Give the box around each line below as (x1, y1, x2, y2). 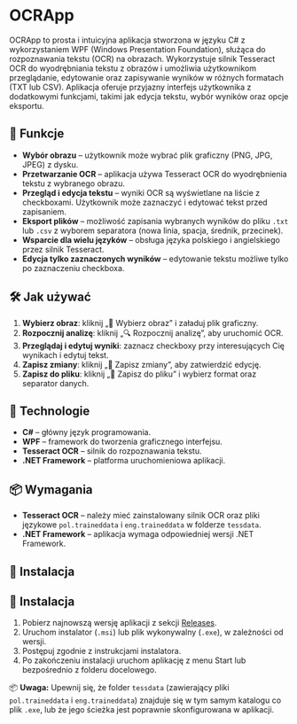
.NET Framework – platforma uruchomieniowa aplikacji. (21, 455, 226, 466)
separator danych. (21, 378, 90, 388)
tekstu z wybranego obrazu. (21, 178, 126, 189)
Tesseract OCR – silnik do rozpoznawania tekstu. (21, 446, 202, 456)
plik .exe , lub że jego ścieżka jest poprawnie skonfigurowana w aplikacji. (9, 705, 275, 715)
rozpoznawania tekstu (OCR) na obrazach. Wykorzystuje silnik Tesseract (9, 53, 276, 64)
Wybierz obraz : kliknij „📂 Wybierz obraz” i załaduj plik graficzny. (21, 317, 259, 328)
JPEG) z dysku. (21, 159, 79, 169)
